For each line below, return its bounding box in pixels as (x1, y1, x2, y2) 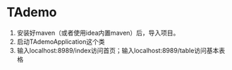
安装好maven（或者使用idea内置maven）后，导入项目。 (16, 28, 180, 37)
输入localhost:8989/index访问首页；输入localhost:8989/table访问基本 (16, 46, 219, 54)
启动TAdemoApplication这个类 (16, 37, 105, 46)
